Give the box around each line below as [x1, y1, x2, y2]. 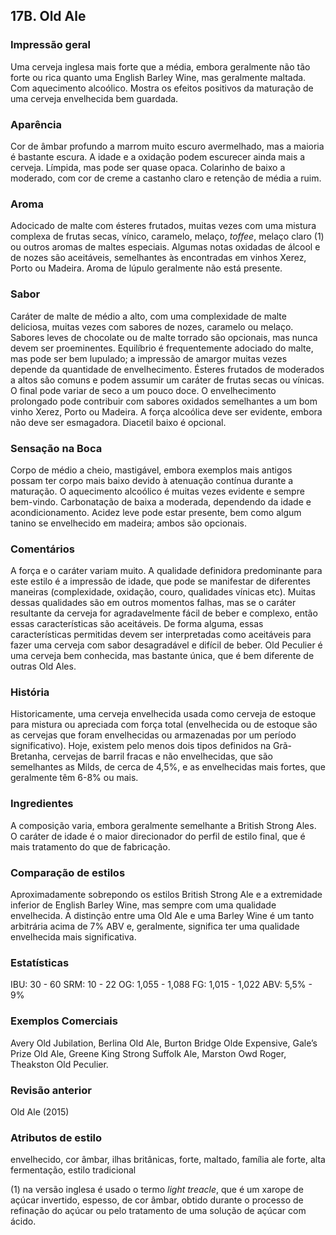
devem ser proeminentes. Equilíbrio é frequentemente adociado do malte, [10, 342, 314, 354]
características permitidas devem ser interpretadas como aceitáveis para [10, 629, 312, 641]
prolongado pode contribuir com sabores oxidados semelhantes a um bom [10, 395, 318, 407]
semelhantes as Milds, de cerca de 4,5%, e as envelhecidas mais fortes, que [10, 761, 326, 773]
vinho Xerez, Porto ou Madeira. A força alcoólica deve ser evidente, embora [10, 405, 323, 418]
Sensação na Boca [10, 441, 103, 455]
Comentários [10, 542, 75, 556]
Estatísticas [10, 955, 70, 969]
